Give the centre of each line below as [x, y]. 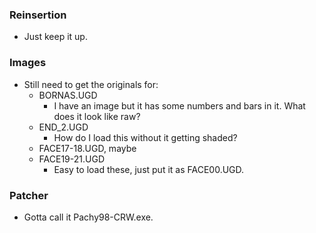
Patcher [29, 195]
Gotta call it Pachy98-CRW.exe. [88, 217]
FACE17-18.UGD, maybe [87, 148]
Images [28, 63]
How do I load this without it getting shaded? [145, 137]
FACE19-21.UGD [71, 159]
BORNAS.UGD [68, 95]
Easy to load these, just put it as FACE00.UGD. [149, 169]
